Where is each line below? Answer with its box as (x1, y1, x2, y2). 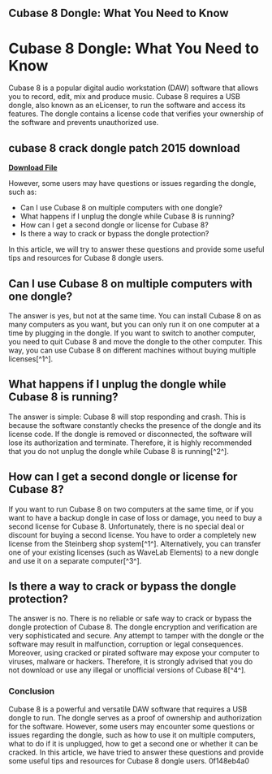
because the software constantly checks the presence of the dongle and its (8, 420, 261, 430)
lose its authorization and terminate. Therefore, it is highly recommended (8, 438, 253, 448)
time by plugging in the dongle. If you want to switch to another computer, (8, 328, 256, 338)
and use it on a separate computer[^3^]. (8, 556, 142, 565)
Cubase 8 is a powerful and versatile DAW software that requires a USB (8, 704, 248, 714)
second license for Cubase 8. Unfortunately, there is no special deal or (8, 521, 245, 531)
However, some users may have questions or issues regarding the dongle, (8, 179, 257, 188)
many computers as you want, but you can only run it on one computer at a (8, 319, 260, 329)
